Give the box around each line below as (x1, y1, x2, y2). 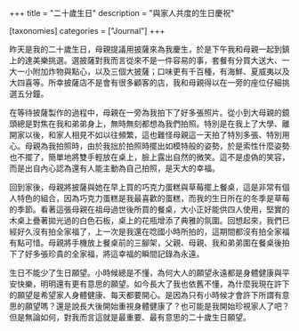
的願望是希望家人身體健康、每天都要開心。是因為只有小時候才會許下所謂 (9, 290, 274, 300)
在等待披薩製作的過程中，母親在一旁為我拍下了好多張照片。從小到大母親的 (9, 108, 282, 117)
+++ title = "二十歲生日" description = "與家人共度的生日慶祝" (9, 8, 235, 18)
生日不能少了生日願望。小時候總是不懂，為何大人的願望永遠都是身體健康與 (9, 268, 282, 278)
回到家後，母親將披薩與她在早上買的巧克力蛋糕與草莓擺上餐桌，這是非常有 (9, 182, 282, 192)
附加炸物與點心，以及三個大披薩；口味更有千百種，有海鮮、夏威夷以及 (32, 66, 290, 77)
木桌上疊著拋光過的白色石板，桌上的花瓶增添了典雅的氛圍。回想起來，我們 (9, 215, 282, 225)
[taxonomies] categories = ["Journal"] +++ (9, 26, 166, 36)
